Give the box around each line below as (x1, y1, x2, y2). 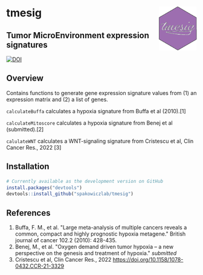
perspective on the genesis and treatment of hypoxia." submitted (14, 250, 177, 257)
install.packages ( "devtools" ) (6, 185, 83, 191)
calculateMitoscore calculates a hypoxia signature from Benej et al (6, 119, 173, 127)
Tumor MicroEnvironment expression (6, 30, 150, 41)
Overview (6, 73, 44, 84)
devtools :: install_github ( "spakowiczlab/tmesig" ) (6, 191, 134, 197)
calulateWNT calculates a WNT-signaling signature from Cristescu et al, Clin (6, 137, 194, 145)
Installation (6, 161, 50, 172)
